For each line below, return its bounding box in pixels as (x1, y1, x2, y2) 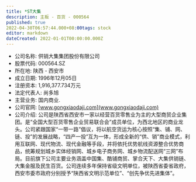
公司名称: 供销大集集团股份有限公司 (14, 53, 100, 59)
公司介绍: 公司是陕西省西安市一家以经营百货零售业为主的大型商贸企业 (14, 111, 182, 118)
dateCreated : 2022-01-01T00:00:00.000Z (6, 36, 104, 42)
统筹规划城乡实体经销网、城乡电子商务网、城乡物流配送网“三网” (25, 147, 178, 154)
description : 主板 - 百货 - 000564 (6, 14, 90, 20)
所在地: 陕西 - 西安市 (14, 67, 64, 74)
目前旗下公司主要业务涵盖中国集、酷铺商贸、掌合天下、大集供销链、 (25, 155, 189, 162)
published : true (6, 19, 46, 25)
